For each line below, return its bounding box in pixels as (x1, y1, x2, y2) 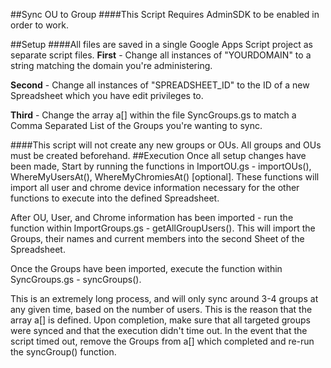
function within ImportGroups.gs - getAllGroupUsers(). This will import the (10, 222, 316, 234)
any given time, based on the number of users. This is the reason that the (10, 304, 313, 315)
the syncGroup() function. (10, 346, 117, 358)
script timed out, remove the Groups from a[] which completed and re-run (10, 335, 315, 347)
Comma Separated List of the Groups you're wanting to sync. (10, 120, 263, 131)
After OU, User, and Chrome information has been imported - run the (10, 212, 294, 223)
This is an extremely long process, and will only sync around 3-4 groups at (10, 293, 319, 304)
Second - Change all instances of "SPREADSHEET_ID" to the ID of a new (10, 79, 310, 91)
